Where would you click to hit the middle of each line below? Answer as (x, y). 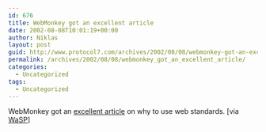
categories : (28, 67)
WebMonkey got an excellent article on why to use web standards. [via (123, 111)
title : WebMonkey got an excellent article (81, 23)
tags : (17, 81)
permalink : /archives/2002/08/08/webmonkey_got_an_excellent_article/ (127, 60)
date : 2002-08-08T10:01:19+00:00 (63, 30)
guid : (17, 52)
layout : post (30, 45)
